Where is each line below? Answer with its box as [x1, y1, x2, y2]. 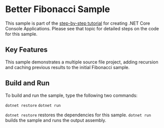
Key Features [5, 45, 48, 54]
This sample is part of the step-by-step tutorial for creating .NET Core [5, 20, 150, 26]
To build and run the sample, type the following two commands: [5, 92, 138, 98]
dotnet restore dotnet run [5, 103, 61, 108]
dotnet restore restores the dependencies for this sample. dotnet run [5, 112, 151, 118]
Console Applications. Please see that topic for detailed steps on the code [5, 25, 159, 31]
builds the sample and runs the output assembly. [5, 117, 106, 123]
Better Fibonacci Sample [5, 4, 110, 15]
